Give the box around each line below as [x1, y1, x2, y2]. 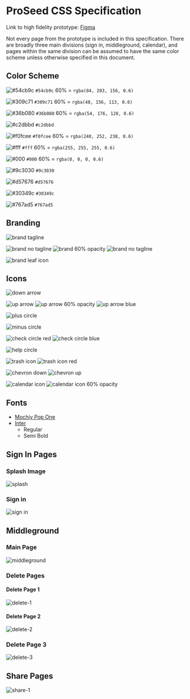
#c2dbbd [35, 122, 54, 128]
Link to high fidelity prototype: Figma [6, 24, 95, 31]
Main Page [6, 543, 37, 552]
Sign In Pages [6, 449, 57, 460]
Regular [23, 426, 42, 433]
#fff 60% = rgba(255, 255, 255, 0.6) [22, 143, 116, 151]
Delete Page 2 [6, 612, 41, 620]
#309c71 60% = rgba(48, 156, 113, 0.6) [34, 98, 133, 105]
